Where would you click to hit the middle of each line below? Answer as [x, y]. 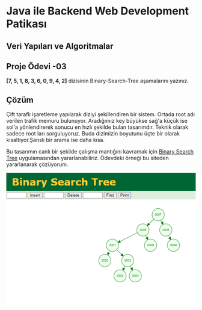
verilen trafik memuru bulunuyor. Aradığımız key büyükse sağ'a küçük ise [97, 121]
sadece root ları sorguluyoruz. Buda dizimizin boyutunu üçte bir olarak [93, 134]
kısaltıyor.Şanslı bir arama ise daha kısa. [56, 140]
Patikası [26, 24]
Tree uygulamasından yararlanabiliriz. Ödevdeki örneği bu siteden [88, 158]
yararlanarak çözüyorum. [37, 164]
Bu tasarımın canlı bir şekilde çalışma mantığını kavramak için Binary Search [100, 152]
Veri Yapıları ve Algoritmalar [60, 46]
